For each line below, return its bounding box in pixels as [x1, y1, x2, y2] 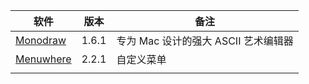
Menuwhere [15, 52, 72, 66]
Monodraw [15, 34, 67, 47]
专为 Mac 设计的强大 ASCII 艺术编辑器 [116, 34, 294, 48]
